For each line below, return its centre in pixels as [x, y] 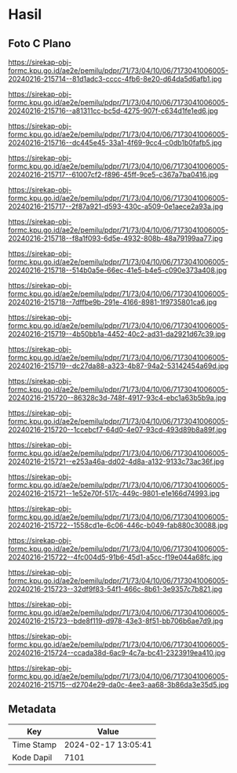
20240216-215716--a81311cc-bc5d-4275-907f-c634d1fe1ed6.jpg [113, 111]
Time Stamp [35, 745]
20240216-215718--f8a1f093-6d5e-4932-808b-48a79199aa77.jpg [116, 238]
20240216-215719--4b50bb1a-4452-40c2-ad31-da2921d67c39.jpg [117, 334]
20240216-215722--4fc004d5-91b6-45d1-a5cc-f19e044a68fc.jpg [115, 557]
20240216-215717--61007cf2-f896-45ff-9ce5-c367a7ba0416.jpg [113, 175]
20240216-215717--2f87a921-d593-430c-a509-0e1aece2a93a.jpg [116, 206]
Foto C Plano [40, 44]
